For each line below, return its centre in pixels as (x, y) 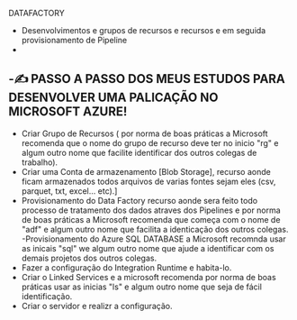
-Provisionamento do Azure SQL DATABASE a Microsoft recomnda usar (153, 239)
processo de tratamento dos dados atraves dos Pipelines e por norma (151, 210)
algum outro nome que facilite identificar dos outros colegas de (139, 152)
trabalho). (40, 162)
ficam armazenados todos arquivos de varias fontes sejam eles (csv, (148, 181)
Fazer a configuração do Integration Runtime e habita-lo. (126, 267)
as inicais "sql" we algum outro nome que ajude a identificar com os (148, 248)
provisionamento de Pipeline (74, 40)
